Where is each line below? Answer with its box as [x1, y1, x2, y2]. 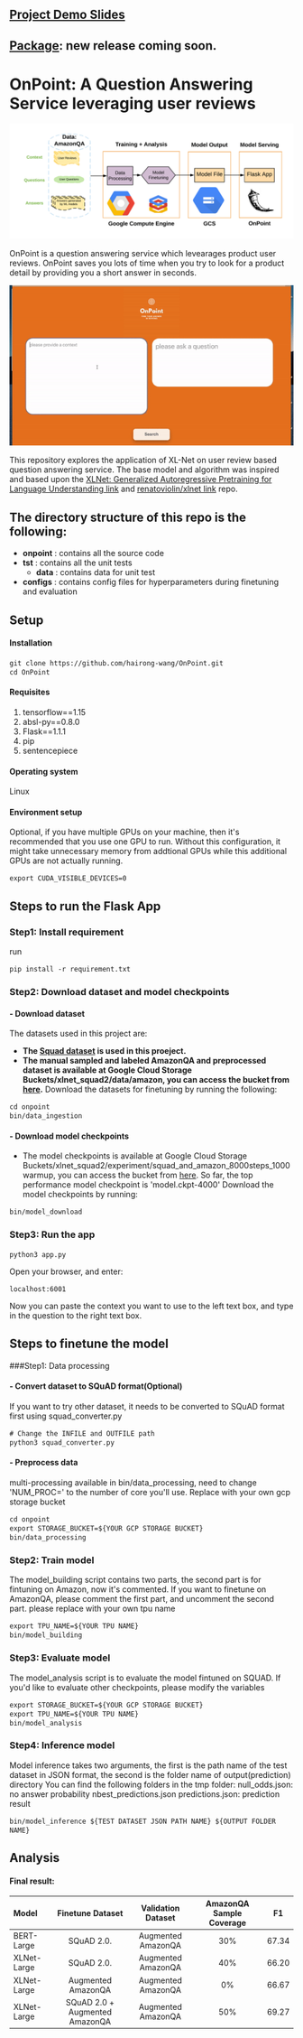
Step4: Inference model [9, 1739, 115, 1752]
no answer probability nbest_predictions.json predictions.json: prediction [9, 1788, 280, 1800]
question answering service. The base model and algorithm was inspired [9, 464, 280, 475]
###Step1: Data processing [9, 1360, 110, 1371]
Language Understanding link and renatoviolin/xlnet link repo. [9, 483, 238, 495]
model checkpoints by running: [22, 1189, 138, 1200]
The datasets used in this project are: [9, 1028, 148, 1039]
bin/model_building [9, 1631, 83, 1640]
